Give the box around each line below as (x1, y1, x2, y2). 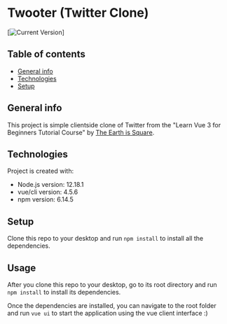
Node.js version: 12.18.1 (17, 181, 84, 189)
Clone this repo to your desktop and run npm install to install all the (7, 234, 204, 243)
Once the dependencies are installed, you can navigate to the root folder (7, 302, 216, 309)
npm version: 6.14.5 (17, 195, 74, 204)
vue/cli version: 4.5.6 (17, 188, 78, 197)
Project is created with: (7, 167, 74, 176)
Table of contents (7, 48, 85, 60)
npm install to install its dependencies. (7, 288, 121, 296)
